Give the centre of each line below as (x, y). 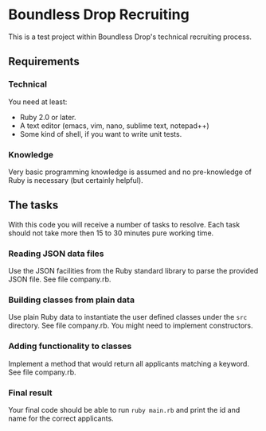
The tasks (33, 206)
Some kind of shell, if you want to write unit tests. (101, 134)
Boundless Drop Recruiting (99, 15)
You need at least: (38, 102)
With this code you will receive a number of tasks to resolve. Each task (124, 224)
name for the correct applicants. (61, 418)
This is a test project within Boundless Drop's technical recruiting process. (130, 37)
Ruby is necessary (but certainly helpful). (76, 180)
